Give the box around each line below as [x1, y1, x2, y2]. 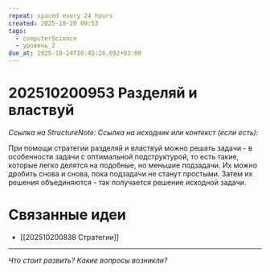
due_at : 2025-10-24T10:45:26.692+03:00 [8, 49, 142, 57]
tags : [8, 27, 27, 35]
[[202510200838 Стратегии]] [19, 232, 119, 242]
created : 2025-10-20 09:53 [8, 19, 99, 27]
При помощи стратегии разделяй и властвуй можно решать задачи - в [8, 143, 253, 153]
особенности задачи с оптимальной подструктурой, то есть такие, [8, 151, 239, 161]
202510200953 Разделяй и [8, 84, 198, 102]
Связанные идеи [8, 206, 126, 224]
